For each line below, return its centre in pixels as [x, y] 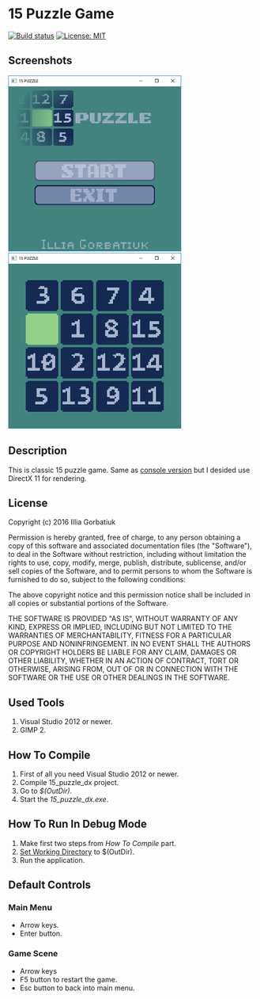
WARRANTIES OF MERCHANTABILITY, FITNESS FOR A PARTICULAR [120, 635]
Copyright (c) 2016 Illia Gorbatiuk [62, 522]
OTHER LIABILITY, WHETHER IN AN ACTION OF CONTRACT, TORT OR [123, 661]
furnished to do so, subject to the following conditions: [97, 580]
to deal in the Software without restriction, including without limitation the [127, 555]
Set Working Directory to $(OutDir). [77, 852]
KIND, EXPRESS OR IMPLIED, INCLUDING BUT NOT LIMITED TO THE [120, 627]
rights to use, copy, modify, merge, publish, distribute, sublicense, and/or [127, 562]
